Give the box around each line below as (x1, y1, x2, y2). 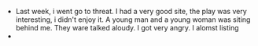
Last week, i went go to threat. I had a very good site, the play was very (15, 7, 248, 16)
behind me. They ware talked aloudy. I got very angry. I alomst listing (15, 23, 239, 32)
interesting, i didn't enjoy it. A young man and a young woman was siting (15, 15, 251, 24)
